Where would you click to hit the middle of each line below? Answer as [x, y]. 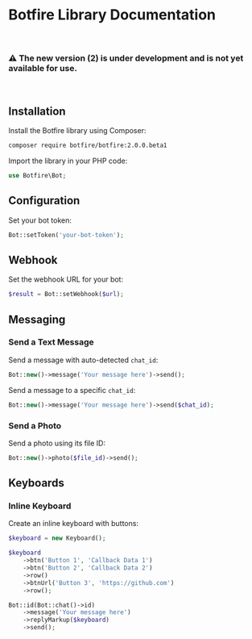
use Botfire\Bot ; [37, 175]
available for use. [43, 68]
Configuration [44, 200]
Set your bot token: [40, 220]
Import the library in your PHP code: [68, 161]
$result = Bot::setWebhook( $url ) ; [66, 294]
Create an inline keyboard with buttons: [74, 524]
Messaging [37, 319]
